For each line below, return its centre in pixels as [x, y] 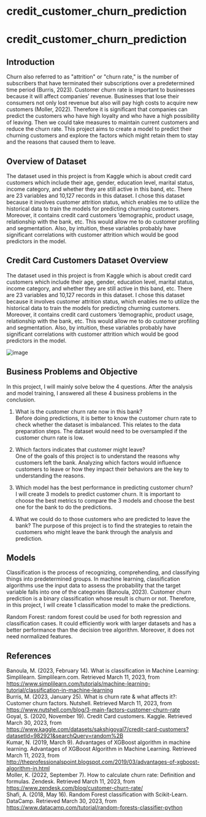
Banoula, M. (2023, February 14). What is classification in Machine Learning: [103, 671]
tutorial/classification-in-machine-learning [60, 690]
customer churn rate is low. [50, 438]
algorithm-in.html [28, 769]
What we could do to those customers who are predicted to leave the [102, 519]
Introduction [31, 62]
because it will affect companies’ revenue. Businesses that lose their [93, 96]
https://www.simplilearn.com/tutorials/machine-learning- [78, 684]
